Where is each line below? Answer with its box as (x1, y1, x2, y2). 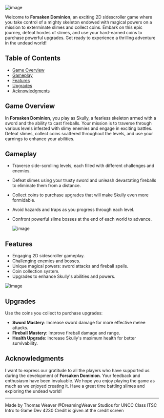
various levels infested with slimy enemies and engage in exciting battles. (5, 125, 153, 131)
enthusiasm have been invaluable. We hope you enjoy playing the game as (5, 377, 155, 383)
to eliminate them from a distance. (12, 183, 82, 188)
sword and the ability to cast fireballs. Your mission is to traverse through (5, 120, 152, 126)
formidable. (12, 197, 36, 203)
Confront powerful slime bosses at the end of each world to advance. (12, 216, 152, 222)
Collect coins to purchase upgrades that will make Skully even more (12, 192, 149, 198)
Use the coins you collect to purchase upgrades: (5, 310, 103, 316)
